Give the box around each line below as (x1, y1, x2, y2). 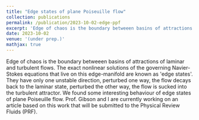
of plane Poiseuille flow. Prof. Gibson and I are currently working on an (6, 95, 178, 102)
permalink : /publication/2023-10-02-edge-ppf (6, 20, 121, 25)
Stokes (6, 70, 23, 77)
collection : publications (6, 14, 70, 20)
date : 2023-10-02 (6, 31, 49, 37)
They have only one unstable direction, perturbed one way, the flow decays (6, 76, 191, 83)
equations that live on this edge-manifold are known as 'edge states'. (24, 70, 193, 77)
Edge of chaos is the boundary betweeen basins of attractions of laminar (6, 57, 185, 65)
